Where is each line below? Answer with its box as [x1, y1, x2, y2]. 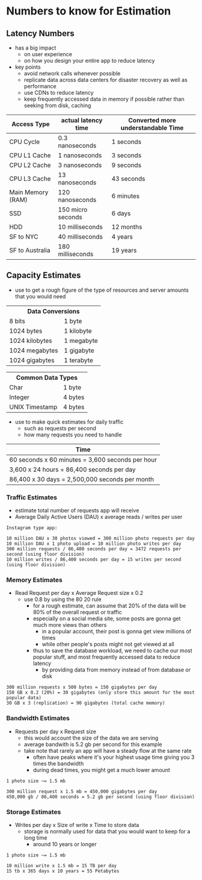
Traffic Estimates [6, 493, 58, 501]
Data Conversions [27, 307, 80, 315]
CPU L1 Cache [9, 151, 51, 159]
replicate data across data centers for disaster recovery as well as [23, 77, 188, 83]
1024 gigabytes [9, 356, 55, 364]
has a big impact [14, 44, 57, 51]
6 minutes [111, 192, 140, 200]
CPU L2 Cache [9, 161, 51, 169]
